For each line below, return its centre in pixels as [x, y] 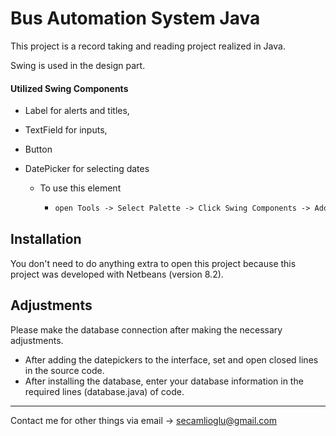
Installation [46, 239]
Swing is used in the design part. [78, 65]
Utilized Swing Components [69, 88]
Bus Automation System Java [135, 18]
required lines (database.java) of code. [104, 391]
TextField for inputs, [66, 130]
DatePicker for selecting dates [87, 169]
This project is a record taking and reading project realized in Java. [148, 46]
